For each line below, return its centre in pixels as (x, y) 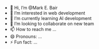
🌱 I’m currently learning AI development (51, 18)
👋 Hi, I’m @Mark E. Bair (34, 8)
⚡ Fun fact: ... (23, 42)
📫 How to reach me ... (33, 29)
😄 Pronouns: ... (26, 36)
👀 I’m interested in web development (47, 13)
